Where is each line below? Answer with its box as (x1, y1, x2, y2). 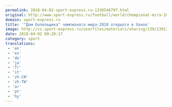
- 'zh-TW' (7, 79, 29, 84)
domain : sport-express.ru (5, 17, 60, 22)
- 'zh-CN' (7, 75, 29, 80)
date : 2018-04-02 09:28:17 (5, 31, 63, 37)
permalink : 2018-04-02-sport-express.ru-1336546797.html (5, 7, 130, 13)
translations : (5, 41, 36, 46)
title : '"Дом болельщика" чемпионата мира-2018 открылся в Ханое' (5, 22, 150, 27)
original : (5, 12, 27, 17)
